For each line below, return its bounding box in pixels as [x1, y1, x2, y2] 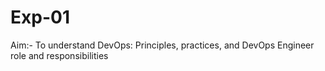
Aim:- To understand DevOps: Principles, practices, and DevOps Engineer [10, 39, 315, 51]
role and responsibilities [10, 49, 109, 61]
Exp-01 [10, 6, 70, 29]
